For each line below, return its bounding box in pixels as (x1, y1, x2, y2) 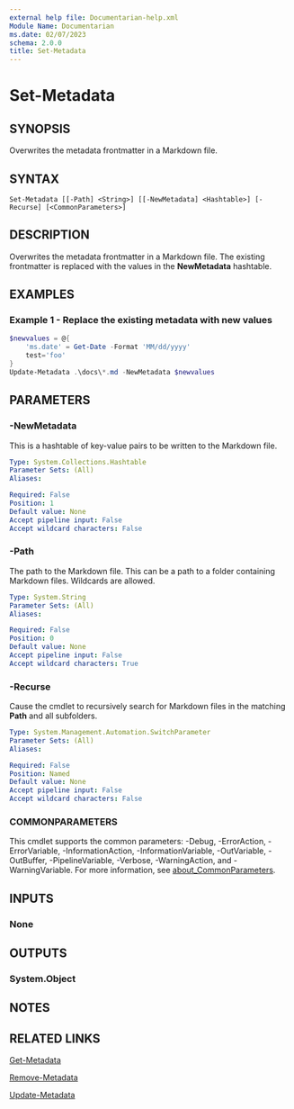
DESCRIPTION (9, 227, 90, 243)
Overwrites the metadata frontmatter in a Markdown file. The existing (9, 251, 265, 262)
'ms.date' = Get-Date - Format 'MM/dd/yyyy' (25, 343, 192, 352)
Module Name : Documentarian (9, 22, 115, 31)
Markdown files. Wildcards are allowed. (9, 575, 156, 586)
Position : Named (9, 769, 70, 779)
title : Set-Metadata (9, 47, 87, 56)
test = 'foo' (25, 351, 67, 360)
